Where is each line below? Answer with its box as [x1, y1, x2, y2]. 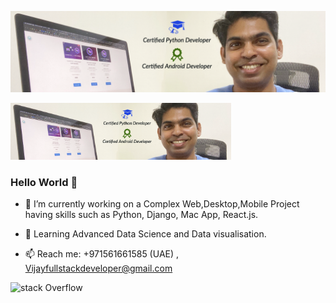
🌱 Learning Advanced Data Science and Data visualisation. [24, 228, 267, 240]
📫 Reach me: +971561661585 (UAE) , [24, 248, 180, 260]
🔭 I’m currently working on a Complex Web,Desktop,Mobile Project [24, 198, 300, 210]
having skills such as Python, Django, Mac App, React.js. [24, 209, 259, 221]
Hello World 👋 [10, 175, 78, 189]
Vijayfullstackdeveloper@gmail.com [24, 262, 173, 275]
